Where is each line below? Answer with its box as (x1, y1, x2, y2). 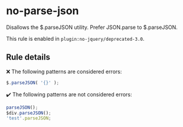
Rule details (6, 52, 50, 63)
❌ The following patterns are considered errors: (6, 68, 122, 75)
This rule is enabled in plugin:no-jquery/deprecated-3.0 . (6, 35, 145, 42)
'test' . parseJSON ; (6, 115, 51, 122)
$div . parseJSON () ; (6, 110, 51, 116)
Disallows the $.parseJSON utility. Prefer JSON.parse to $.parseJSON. (6, 24, 178, 31)
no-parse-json (6, 4, 79, 18)
